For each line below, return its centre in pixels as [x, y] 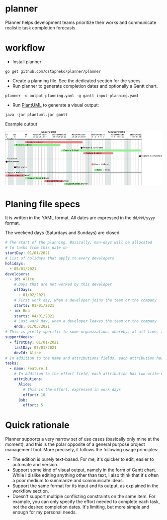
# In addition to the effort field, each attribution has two [80, 374]
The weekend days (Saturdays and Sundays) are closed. [63, 233]
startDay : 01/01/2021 [28, 253]
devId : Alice [28, 353]
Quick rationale [37, 425]
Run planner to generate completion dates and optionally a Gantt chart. [85, 86]
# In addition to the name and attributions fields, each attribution [80, 358]
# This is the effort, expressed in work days [72, 390]
